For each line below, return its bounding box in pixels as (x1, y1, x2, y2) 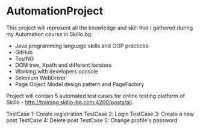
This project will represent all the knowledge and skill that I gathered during (6, 24, 193, 31)
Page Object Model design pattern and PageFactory (14, 80, 145, 88)
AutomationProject (6, 4, 104, 18)
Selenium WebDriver (14, 74, 66, 81)
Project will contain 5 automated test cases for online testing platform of (6, 92, 186, 99)
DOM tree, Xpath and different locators (14, 61, 112, 69)
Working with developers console (14, 67, 98, 75)
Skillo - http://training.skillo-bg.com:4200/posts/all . (6, 98, 134, 106)
